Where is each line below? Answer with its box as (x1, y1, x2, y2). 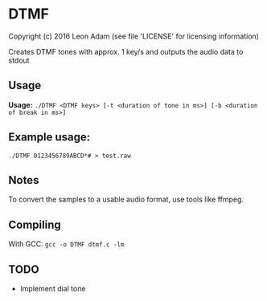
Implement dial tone (19, 284, 86, 293)
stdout (8, 55, 30, 65)
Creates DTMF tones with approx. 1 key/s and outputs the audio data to (8, 47, 244, 56)
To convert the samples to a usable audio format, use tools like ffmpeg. (8, 194, 244, 205)
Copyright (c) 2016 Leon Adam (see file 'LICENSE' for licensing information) (8, 31, 260, 41)
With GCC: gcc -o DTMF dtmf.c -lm (8, 239, 125, 249)
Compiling (8, 218, 62, 231)
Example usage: (8, 130, 91, 144)
